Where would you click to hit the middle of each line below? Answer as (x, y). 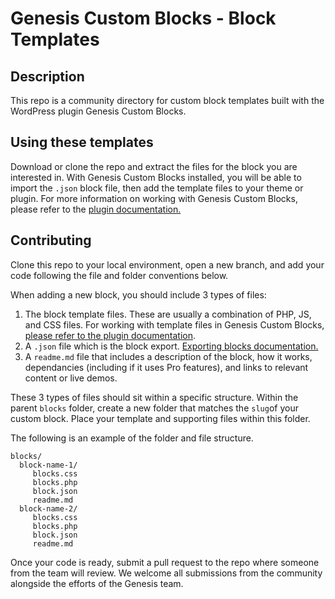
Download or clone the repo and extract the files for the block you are (154, 166)
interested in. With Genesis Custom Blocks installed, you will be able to (156, 177)
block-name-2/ (48, 508)
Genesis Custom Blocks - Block (143, 18)
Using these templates (82, 142)
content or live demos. (71, 378)
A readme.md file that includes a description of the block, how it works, (168, 356)
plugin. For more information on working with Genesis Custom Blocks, (154, 198)
